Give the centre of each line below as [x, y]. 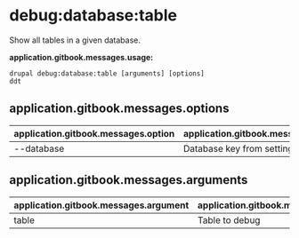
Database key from [223, 148]
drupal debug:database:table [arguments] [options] [107, 73]
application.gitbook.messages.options [119, 109]
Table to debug [229, 220]
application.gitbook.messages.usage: [81, 57]
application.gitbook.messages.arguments [129, 180]
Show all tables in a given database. [75, 40]
